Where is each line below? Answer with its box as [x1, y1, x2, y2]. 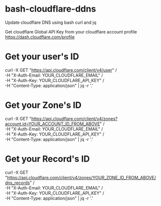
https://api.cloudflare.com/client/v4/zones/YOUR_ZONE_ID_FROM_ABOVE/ [7, 174, 156, 180]
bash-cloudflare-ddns [5, 3, 96, 15]
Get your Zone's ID [5, 100, 82, 111]
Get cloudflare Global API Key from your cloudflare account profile [5, 29, 137, 34]
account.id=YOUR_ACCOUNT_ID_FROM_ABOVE [5, 120, 100, 127]
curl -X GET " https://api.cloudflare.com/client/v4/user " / [5, 67, 117, 73]
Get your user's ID [5, 51, 79, 62]
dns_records [5, 180, 30, 186]
